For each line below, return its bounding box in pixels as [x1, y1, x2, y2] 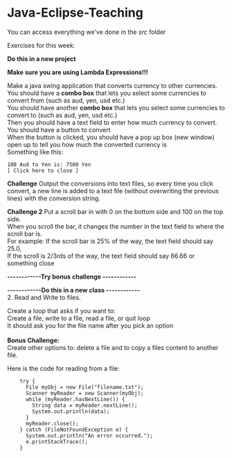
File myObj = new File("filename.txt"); [25, 383, 144, 391]
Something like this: [7, 148, 64, 156]
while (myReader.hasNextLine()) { [25, 396, 126, 403]
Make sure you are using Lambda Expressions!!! [7, 68, 149, 76]
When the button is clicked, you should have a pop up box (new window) [7, 133, 215, 141]
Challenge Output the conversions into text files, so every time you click [7, 179, 213, 188]
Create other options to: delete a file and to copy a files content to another [7, 343, 219, 351]
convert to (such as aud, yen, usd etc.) [7, 111, 118, 119]
